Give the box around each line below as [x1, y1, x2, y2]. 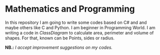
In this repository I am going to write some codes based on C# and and [5, 19, 147, 25]
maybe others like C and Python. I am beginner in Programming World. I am [5, 24, 156, 30]
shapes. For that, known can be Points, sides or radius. [5, 35, 115, 41]
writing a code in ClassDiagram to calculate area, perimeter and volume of [5, 30, 154, 36]
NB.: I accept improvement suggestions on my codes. [5, 44, 113, 50]
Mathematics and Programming [5, 3, 135, 15]
